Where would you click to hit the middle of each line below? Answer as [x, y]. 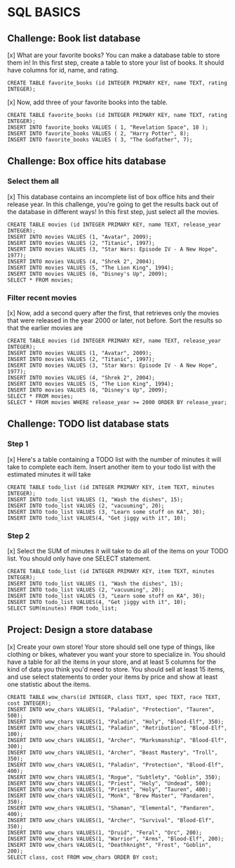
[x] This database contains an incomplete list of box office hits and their [111, 196]
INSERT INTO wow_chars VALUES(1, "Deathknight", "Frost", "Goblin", [109, 845]
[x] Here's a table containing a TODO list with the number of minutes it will [114, 459]
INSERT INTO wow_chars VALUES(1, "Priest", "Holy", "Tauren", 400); [109, 789]
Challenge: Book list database [74, 38]
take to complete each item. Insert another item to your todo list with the [112, 467]
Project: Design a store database [80, 630]
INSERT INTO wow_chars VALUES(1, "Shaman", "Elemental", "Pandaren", [111, 808]
